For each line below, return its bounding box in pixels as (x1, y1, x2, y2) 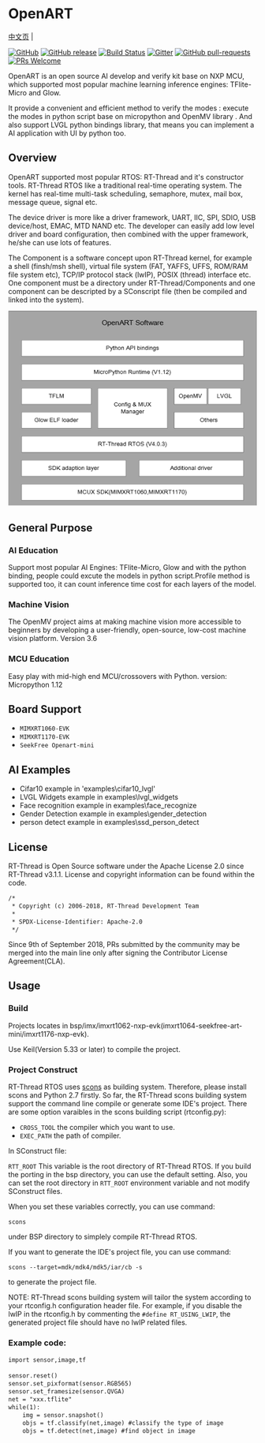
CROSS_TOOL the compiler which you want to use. (19, 1123, 175, 1132)
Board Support (8, 703, 82, 716)
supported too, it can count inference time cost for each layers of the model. (8, 580, 256, 589)
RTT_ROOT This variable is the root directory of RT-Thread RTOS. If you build (8, 1161, 252, 1171)
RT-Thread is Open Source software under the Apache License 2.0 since (8, 861, 244, 871)
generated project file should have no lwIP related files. (8, 1318, 188, 1327)
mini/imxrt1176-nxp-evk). (8, 1029, 89, 1038)
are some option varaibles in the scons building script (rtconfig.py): (8, 1107, 227, 1117)
